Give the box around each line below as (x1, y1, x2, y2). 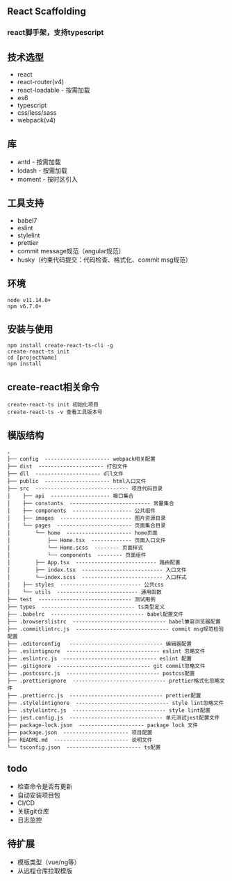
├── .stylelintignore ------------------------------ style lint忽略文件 (7, 699, 224, 706)
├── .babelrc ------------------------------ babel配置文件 (7, 611, 184, 618)
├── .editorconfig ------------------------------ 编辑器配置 (7, 640, 192, 647)
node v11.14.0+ (7, 296, 51, 303)
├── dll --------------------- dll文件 (7, 470, 124, 477)
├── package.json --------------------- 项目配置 (7, 729, 153, 736)
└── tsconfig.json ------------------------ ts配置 (7, 744, 161, 751)
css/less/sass (17, 109, 57, 117)
